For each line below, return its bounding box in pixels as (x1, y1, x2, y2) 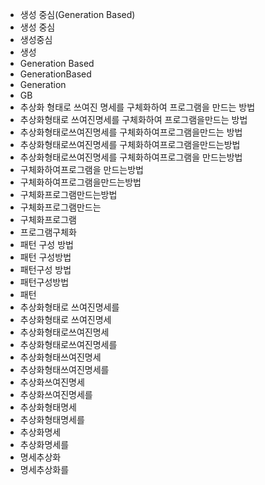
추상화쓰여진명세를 (19, 389, 93, 400)
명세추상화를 (19, 464, 70, 475)
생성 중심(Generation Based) (19, 9, 136, 20)
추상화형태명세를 (19, 414, 85, 425)
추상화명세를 (19, 439, 70, 450)
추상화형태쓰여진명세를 (19, 364, 110, 375)
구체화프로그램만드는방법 (19, 189, 118, 200)
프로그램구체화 (19, 226, 77, 238)
